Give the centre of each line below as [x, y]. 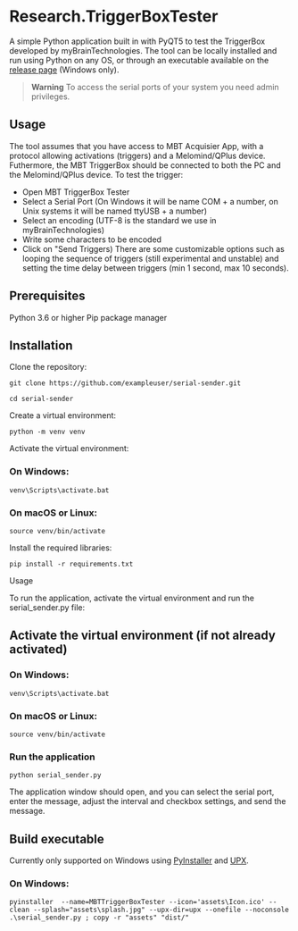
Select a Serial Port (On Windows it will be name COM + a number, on [150, 201]
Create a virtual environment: [63, 415]
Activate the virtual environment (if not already [143, 636]
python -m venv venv [48, 432]
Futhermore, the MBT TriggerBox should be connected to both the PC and [145, 165]
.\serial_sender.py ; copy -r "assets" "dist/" [99, 918]
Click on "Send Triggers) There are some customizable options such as [153, 248]
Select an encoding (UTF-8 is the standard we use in [119, 220]
